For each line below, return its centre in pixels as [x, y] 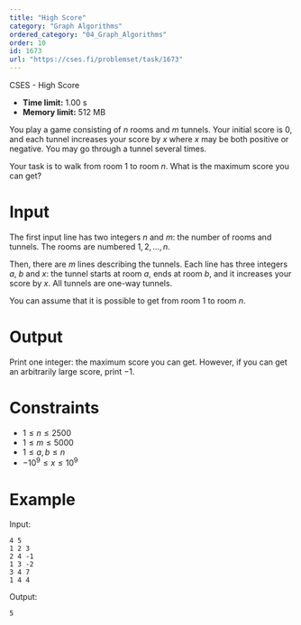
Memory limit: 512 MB [64, 112]
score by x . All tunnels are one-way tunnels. [91, 283]
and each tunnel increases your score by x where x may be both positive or [149, 139]
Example [42, 499]
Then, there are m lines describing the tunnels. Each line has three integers [149, 264]
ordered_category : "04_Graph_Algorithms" [88, 34]
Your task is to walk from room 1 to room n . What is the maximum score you [150, 166]
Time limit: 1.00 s [55, 103]
